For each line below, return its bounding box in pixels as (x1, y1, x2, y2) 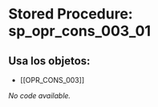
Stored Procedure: (8, 5, 134, 23)
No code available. (8, 91, 71, 101)
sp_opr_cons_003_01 (8, 22, 151, 40)
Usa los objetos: (8, 54, 91, 68)
